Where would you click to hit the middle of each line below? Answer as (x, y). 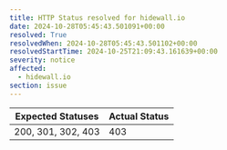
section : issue (38, 85)
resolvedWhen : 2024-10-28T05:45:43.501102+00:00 (103, 43)
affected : (28, 69)
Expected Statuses (57, 116)
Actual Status (139, 116)
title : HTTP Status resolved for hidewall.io (97, 18)
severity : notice (42, 60)
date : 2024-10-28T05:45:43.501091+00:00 (88, 26)
